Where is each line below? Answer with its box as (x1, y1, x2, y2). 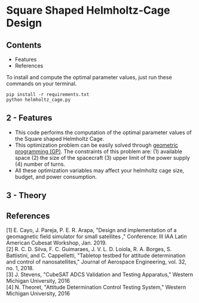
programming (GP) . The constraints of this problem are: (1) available (14, 147, 182, 155)
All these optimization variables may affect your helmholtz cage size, (14, 166, 185, 174)
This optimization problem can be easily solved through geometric (14, 141, 178, 149)
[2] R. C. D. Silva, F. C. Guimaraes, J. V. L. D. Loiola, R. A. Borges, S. (6, 246, 172, 253)
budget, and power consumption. (14, 173, 97, 180)
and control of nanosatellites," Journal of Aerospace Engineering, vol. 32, (6, 258, 187, 265)
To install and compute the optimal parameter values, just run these (6, 74, 172, 81)
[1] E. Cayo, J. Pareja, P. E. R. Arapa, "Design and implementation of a (6, 227, 177, 234)
